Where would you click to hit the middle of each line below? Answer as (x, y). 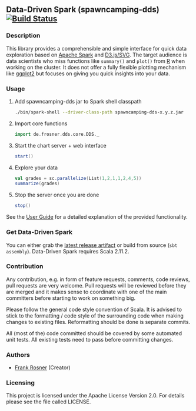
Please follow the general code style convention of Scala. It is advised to (94, 309)
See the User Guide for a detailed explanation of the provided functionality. (97, 217)
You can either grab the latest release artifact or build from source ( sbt (92, 245)
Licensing (21, 383)
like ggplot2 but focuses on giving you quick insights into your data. (88, 73)
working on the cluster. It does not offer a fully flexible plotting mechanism (96, 67)
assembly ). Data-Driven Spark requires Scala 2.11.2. (68, 251)
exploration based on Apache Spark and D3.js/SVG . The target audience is (97, 55)
